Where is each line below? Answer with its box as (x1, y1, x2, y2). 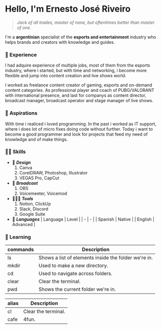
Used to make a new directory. (38, 262, 108, 269)
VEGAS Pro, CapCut (19, 175, 60, 181)
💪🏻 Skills (5, 148, 26, 155)
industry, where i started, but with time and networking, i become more (5, 68, 147, 73)
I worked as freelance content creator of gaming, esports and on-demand (5, 82, 153, 88)
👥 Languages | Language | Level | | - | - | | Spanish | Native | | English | (12, 216, 154, 222)
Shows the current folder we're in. (38, 286, 116, 293)
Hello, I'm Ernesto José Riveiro (5, 3, 131, 15)
